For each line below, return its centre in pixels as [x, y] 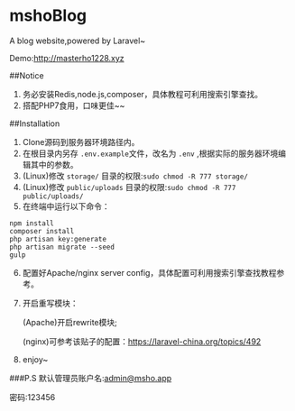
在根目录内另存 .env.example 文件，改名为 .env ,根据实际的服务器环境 [150, 153]
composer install [42, 231]
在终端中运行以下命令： [66, 206]
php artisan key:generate [58, 239]
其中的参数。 [54, 164]
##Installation [35, 123]
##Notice [27, 75]
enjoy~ [35, 359]
